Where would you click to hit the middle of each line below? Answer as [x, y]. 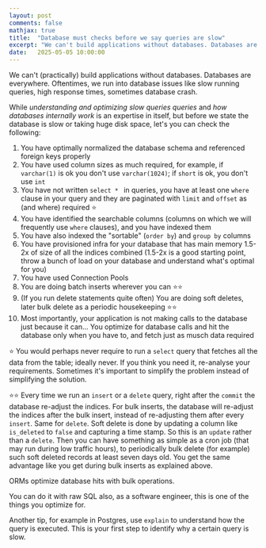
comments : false [36, 23]
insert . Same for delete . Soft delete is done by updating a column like [123, 423]
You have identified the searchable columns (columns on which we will [136, 218]
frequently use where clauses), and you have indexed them [116, 227]
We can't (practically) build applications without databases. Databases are [130, 75]
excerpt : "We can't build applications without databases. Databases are [133, 45]
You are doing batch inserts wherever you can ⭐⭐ [101, 287]
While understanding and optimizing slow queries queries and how [118, 107]
